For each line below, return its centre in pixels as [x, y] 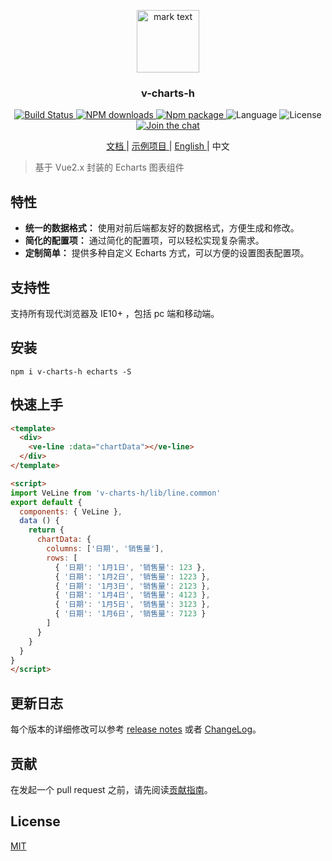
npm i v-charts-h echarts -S [71, 371]
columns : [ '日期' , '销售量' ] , [105, 549]
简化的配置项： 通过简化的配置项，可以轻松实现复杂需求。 [144, 241]
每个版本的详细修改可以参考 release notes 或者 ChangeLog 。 [136, 729]
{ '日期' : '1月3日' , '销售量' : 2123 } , [132, 586]
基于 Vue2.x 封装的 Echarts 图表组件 [109, 167]
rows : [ [62, 558]
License [35, 821]
